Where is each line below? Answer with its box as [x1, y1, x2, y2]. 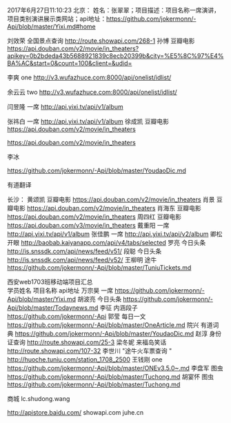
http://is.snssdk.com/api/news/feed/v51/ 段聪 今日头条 [7, 247, 162, 255]
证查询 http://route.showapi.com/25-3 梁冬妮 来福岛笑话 [7, 338, 167, 346]
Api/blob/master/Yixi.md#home [7, 23, 96, 30]
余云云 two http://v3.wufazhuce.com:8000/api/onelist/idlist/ [7, 88, 177, 96]
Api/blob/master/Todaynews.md [7, 304, 99, 312]
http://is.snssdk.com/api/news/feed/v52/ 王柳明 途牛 [7, 256, 157, 264]
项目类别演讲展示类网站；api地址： [7, 14, 107, 23]
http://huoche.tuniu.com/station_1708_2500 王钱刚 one [7, 355, 163, 364]
